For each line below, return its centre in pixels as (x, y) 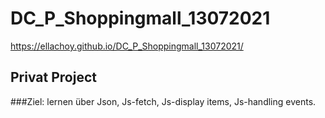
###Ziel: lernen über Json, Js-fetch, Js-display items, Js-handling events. (163, 101)
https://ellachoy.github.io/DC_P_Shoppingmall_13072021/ (127, 46)
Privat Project (53, 77)
